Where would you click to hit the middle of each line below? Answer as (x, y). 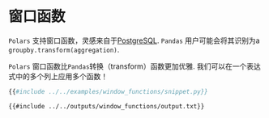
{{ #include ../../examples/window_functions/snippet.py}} (108, 91)
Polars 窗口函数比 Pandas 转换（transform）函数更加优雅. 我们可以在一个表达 (135, 66)
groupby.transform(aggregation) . (64, 49)
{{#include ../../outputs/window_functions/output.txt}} (107, 106)
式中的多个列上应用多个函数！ (58, 76)
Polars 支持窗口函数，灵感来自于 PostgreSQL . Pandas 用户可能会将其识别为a (134, 40)
